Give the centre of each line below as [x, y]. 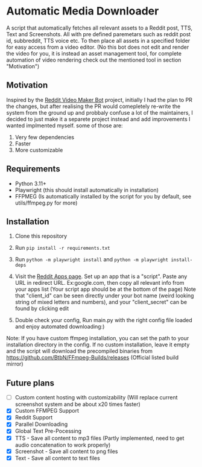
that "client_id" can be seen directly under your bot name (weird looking [104, 296]
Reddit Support [34, 418]
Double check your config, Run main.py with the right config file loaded [104, 320]
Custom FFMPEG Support [47, 411]
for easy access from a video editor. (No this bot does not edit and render [98, 47]
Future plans [30, 383]
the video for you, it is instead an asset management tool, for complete [94, 53]
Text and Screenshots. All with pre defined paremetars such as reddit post [99, 34]
